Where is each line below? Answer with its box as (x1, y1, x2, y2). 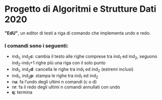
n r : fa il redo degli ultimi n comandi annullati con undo (11, 84, 120, 90)
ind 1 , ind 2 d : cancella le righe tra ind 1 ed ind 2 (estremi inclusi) (11, 66, 134, 73)
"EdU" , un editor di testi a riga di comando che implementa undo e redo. (4, 30, 151, 36)
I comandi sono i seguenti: (4, 42, 69, 49)
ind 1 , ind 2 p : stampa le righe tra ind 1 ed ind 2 (11, 73, 98, 79)
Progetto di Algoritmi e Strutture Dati (4, 3, 157, 15)
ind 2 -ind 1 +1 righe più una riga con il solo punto (11, 60, 106, 67)
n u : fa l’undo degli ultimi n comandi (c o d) (11, 79, 97, 85)
